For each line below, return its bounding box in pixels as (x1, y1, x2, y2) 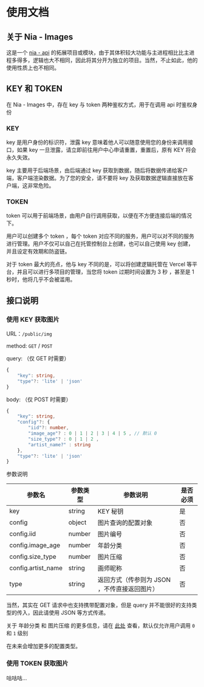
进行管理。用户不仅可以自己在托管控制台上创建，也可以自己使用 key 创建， (6, 240, 194, 247)
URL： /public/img (6, 330, 53, 337)
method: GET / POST (6, 342, 53, 350)
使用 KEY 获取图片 (6, 315, 59, 323)
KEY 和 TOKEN (6, 83, 63, 94)
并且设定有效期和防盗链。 (6, 247, 70, 255)
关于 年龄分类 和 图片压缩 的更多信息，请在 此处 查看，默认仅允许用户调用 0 (6, 622, 195, 629)
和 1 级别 (6, 630, 29, 637)
